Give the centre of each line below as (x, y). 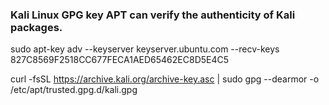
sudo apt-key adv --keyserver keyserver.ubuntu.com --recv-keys (145, 49)
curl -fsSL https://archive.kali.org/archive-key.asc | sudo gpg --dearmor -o (165, 79)
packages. (36, 27)
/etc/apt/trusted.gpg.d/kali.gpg (74, 90)
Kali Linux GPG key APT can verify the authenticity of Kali (153, 15)
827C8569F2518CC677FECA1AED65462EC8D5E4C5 (120, 60)
